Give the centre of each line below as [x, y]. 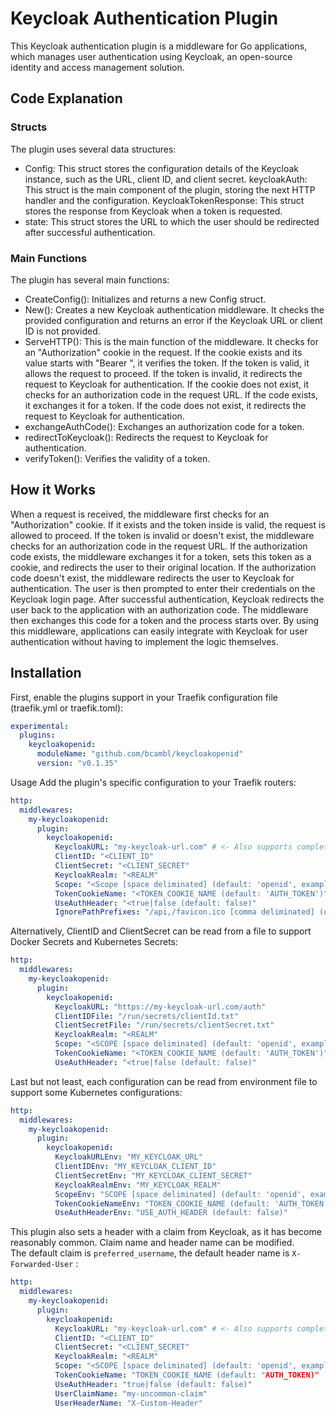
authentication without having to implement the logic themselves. [144, 641]
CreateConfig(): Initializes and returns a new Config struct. [145, 299]
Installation [46, 673]
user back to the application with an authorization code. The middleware [159, 609]
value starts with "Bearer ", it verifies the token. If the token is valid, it [167, 363]
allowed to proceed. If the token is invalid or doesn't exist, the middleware [162, 535]
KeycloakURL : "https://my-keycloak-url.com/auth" [160, 1007]
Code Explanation [66, 98]
